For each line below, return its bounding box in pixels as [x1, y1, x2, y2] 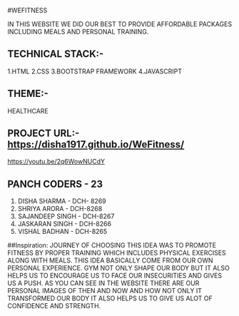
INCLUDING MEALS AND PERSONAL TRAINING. [7, 28, 149, 36]
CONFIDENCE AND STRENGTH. [7, 302, 101, 310]
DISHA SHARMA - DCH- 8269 [17, 197, 106, 205]
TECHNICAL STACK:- [7, 48, 104, 60]
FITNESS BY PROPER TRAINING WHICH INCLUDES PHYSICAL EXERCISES [7, 249, 226, 258]
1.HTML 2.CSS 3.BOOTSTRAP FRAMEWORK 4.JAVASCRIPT [7, 67, 183, 76]
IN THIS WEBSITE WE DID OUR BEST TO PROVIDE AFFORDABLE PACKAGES [7, 20, 233, 28]
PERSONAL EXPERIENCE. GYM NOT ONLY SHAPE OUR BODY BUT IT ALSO [7, 264, 230, 272]
